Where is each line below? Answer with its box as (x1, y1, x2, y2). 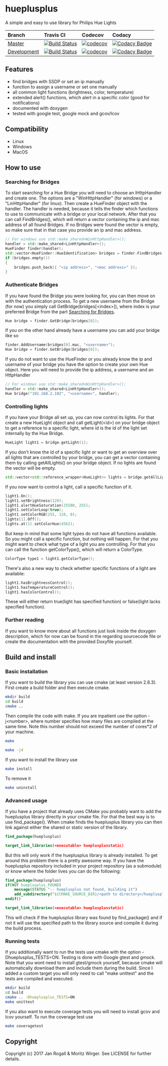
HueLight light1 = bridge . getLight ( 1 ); (5, 440, 88, 445)
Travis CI (43, 31, 66, 38)
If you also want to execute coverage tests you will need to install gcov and (5, 1008, 160, 1014)
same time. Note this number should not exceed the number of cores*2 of (5, 724, 157, 730)
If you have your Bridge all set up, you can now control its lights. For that (5, 414, 154, 420)
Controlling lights (5, 403, 48, 410)
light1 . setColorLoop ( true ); (5, 507, 64, 513)
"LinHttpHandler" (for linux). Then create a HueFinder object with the (5, 200, 147, 206)
